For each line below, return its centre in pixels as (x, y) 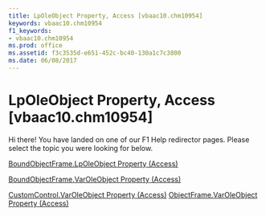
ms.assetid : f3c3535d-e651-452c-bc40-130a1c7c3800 (95, 53)
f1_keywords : (30, 31)
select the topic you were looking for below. (81, 148)
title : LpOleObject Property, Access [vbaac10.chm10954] (106, 16)
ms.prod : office (35, 46)
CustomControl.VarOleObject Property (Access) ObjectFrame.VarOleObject (133, 194)
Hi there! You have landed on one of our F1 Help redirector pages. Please (129, 139)
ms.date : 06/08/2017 (43, 61)
